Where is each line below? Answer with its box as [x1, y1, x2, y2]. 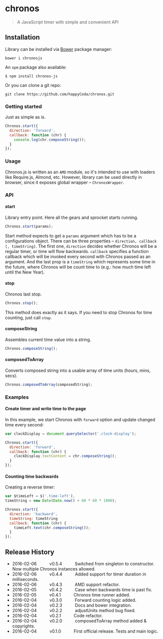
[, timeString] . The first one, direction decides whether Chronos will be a [5, 243, 157, 249]
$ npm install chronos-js [5, 74, 58, 79]
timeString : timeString [9, 516, 58, 521]
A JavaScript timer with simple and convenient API [17, 19, 119, 25]
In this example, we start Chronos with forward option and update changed [5, 416, 155, 423]
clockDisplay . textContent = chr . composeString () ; [14, 454, 117, 459]
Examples [5, 394, 29, 401]
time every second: [5, 422, 44, 427]
